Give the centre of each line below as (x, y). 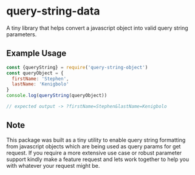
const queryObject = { (35, 73)
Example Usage (36, 54)
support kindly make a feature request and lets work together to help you (98, 159)
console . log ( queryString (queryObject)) (57, 96)
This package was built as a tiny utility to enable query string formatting (96, 140)
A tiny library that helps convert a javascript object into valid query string (97, 28)
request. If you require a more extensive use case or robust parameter (94, 153)
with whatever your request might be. (53, 165)
